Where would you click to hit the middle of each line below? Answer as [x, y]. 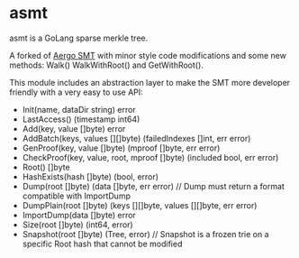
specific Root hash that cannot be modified [102, 244]
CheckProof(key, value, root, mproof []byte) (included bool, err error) [150, 157]
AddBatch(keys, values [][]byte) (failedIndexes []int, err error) [136, 138]
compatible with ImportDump [76, 196]
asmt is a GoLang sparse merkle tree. [79, 38]
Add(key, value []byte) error [74, 128]
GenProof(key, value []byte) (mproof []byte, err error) [121, 148]
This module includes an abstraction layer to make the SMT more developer [150, 82]
